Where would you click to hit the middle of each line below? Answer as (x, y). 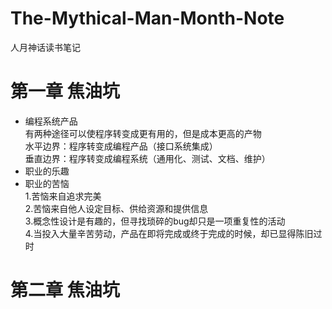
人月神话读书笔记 (45, 47)
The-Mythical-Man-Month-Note (147, 18)
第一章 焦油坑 (65, 91)
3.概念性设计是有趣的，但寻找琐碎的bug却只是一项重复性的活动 (155, 221)
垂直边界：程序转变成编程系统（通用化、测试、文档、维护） (147, 158)
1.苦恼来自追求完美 (63, 196)
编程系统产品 (51, 121)
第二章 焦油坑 (65, 290)
